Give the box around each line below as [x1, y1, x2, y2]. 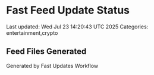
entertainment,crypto [6, 29, 58, 36]
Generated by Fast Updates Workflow [6, 62, 99, 69]
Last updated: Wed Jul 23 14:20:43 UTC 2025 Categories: [6, 23, 149, 30]
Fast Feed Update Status [6, 4, 130, 17]
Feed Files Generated [6, 47, 87, 57]
